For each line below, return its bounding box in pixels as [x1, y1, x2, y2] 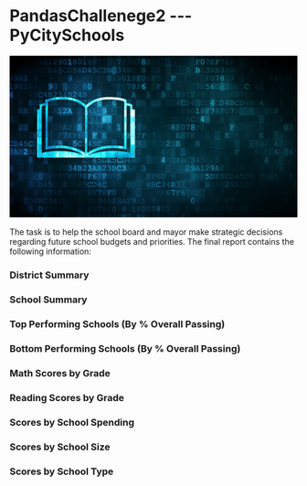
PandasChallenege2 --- [9, 5, 193, 26]
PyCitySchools [9, 25, 125, 46]
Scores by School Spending [9, 416, 135, 428]
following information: [9, 246, 91, 257]
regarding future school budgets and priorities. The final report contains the [9, 237, 295, 248]
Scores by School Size [9, 440, 111, 453]
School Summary [9, 293, 88, 306]
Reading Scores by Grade [9, 391, 125, 404]
